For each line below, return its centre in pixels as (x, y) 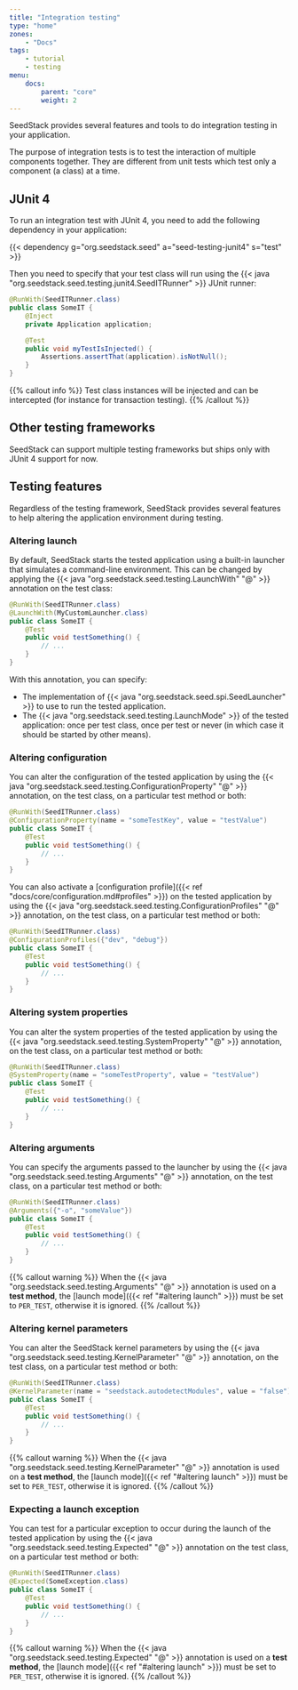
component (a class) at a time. (65, 171)
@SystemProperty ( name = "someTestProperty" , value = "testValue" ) (134, 1075)
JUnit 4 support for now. (54, 458)
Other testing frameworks (82, 428)
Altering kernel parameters (69, 1328)
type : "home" (33, 26)
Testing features (56, 487)
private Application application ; (89, 324)
